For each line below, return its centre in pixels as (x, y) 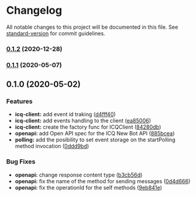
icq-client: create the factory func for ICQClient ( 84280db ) (88, 127)
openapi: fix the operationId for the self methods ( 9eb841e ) (88, 187)
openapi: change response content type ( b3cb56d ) (79, 175)
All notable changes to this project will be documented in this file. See (92, 27)
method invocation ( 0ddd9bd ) (52, 146)
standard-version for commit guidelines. (56, 33)
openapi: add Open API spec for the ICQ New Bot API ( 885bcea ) (95, 134)
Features (19, 101)
